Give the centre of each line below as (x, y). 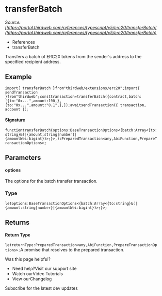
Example (18, 77)
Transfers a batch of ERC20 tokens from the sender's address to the (73, 56)
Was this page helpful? (28, 259)
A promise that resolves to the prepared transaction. (72, 250)
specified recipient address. (33, 62)
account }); (17, 109)
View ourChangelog (32, 279)
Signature (15, 120)
